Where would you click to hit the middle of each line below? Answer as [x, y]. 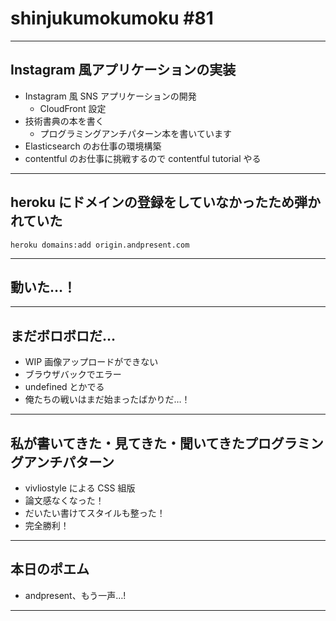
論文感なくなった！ [64, 500]
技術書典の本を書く [64, 121]
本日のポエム [50, 569]
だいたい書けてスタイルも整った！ [95, 513]
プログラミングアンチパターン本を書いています [135, 133]
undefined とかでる [64, 387]
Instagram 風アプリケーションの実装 [123, 70]
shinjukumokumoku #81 [112, 18]
